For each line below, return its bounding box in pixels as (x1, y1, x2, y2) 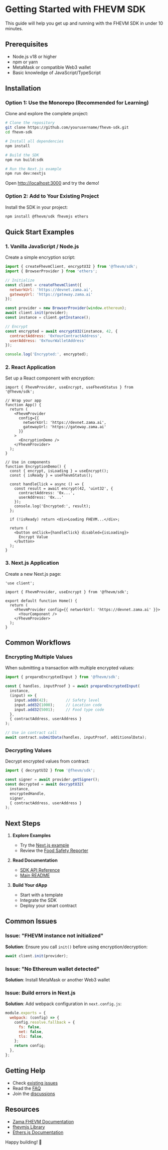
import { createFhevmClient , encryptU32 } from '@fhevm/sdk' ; (5, 264, 138, 269)
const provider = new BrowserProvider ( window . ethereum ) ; (5, 305, 127, 311)
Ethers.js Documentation (12, 1129, 64, 1135)
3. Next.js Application (5, 560, 59, 567)
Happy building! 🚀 (5, 1139, 42, 1145)
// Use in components (5, 459, 51, 465)
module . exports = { (5, 1011, 46, 1016)
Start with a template (20, 892, 63, 898)
